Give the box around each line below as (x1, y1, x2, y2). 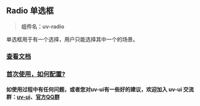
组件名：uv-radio (20, 23, 64, 30)
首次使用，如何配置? (6, 70, 66, 78)
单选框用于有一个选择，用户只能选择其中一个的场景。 (6, 36, 139, 43)
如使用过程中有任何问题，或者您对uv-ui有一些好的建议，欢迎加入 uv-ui (6, 86, 183, 93)
